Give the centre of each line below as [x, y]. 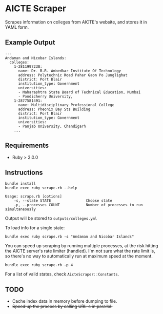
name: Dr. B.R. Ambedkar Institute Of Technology [69, 71]
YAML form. [17, 27]
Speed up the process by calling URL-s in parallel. [62, 306]
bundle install [20, 184]
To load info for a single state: [35, 228]
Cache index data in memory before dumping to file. [64, 301]
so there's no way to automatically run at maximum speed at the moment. [79, 256]
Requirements [27, 146]
